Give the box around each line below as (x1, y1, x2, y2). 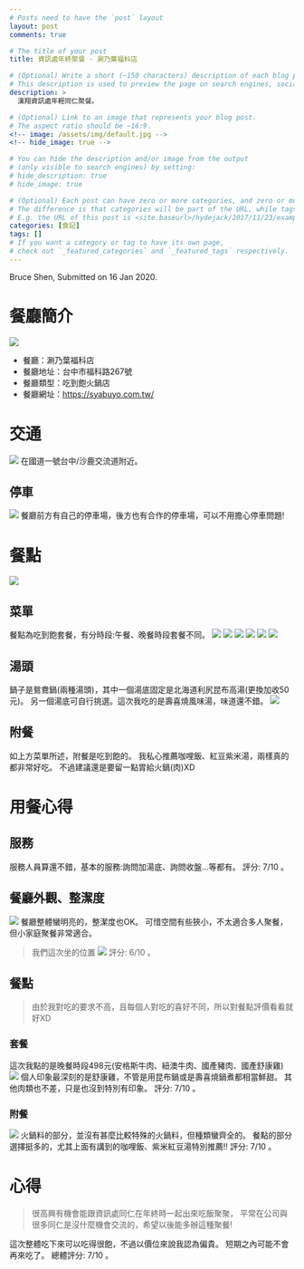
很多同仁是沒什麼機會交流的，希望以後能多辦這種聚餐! (31, 1219, 233, 1230)
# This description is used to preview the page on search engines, (9, 80, 273, 89)
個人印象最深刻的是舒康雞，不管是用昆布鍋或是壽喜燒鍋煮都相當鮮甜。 (20, 1071, 282, 1082)
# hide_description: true (9, 171, 107, 180)
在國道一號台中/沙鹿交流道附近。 (20, 455, 143, 466)
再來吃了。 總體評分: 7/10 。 (9, 1249, 114, 1260)
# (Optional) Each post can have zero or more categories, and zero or (9, 196, 285, 205)
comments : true (9, 30, 67, 39)
